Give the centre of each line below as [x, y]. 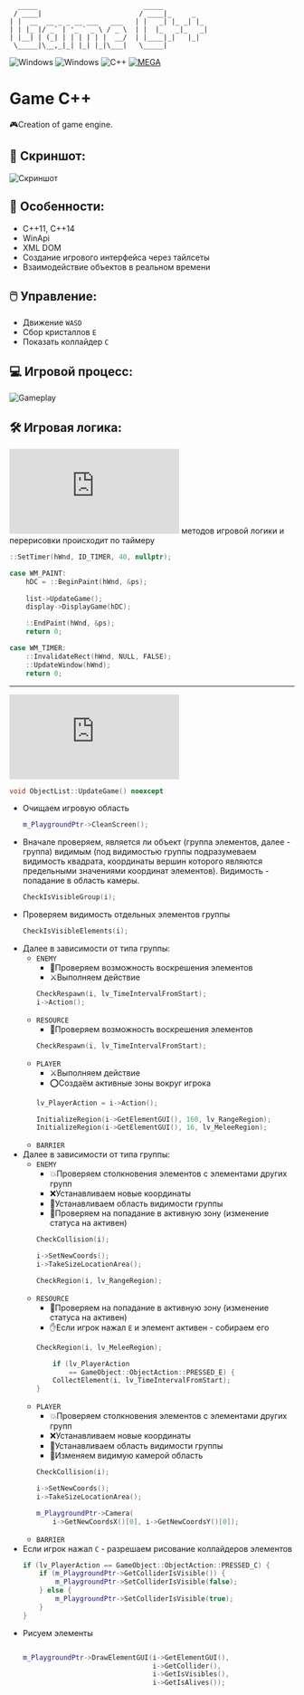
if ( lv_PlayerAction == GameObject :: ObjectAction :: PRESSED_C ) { [146, 1565]
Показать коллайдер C [66, 342]
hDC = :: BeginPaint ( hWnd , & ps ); [86, 581]
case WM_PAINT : [38, 573]
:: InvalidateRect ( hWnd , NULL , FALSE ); [99, 656]
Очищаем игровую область [76, 809]
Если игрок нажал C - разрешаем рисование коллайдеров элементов [157, 1548]
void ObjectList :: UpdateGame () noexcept [87, 791]
